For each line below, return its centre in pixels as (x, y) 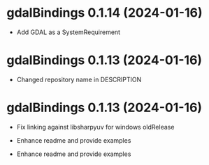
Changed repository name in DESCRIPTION (79, 79)
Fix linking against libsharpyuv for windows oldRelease (95, 127)
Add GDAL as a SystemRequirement (68, 32)
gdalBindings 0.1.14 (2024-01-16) (104, 13)
